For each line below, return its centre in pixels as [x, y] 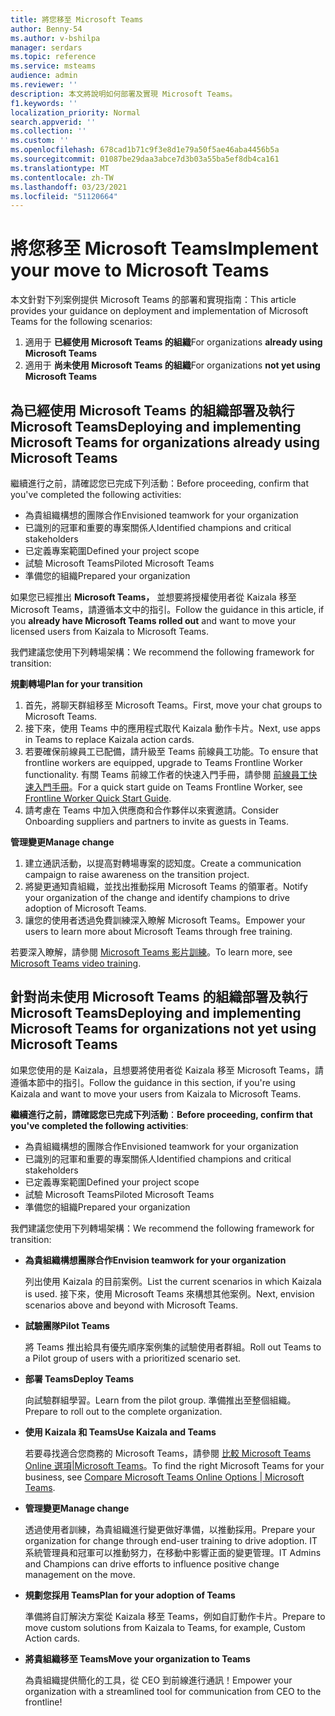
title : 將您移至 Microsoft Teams [77, 19]
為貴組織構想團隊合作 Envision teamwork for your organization [155, 1260]
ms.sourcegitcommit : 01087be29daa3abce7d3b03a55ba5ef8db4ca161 [145, 159]
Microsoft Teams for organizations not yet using [163, 1029]
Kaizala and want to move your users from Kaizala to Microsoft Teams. [156, 1093]
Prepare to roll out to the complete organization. [123, 1411]
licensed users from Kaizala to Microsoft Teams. [109, 631]
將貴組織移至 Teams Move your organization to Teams [137, 1658]
